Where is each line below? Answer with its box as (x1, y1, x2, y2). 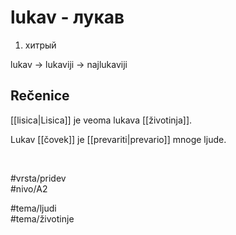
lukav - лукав (10, 6, 125, 29)
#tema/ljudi (10, 202, 57, 214)
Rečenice (10, 87, 70, 105)
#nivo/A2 (10, 182, 48, 195)
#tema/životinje (10, 212, 75, 225)
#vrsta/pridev (10, 172, 67, 184)
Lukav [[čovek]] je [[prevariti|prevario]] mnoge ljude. (10, 133, 227, 145)
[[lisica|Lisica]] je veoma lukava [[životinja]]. (10, 114, 193, 126)
